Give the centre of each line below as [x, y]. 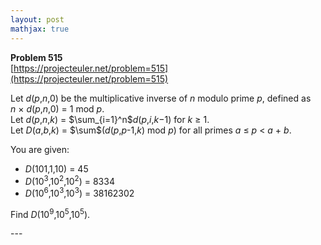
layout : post [37, 19]
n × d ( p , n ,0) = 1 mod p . [57, 108]
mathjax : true [40, 29]
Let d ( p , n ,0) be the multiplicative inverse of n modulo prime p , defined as [161, 98]
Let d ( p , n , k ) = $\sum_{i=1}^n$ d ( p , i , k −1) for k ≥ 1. [110, 119]
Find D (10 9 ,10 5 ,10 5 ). [50, 213]
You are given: [40, 149]
